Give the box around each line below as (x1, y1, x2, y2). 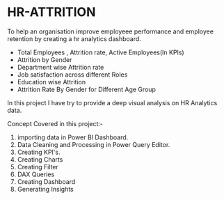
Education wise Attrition (17, 77, 86, 86)
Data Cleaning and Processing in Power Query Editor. (17, 140, 170, 148)
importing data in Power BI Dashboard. (17, 133, 129, 141)
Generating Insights (17, 185, 74, 193)
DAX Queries (17, 170, 55, 178)
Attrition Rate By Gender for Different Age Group (17, 85, 157, 93)
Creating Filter (17, 162, 59, 171)
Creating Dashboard (17, 177, 76, 185)
